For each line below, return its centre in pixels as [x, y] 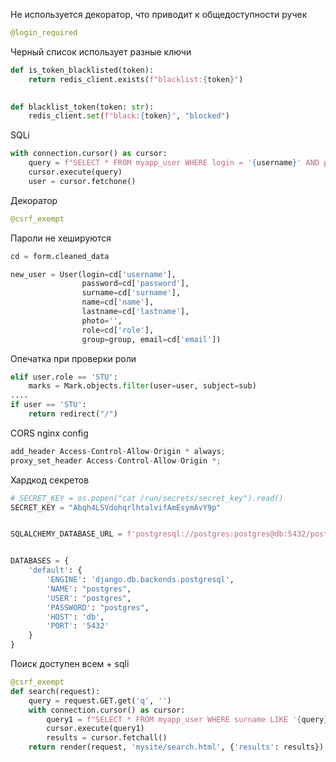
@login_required [44, 33]
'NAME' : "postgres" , [89, 589]
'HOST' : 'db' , [75, 617]
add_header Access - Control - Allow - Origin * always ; [118, 451]
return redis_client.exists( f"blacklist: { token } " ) [136, 79]
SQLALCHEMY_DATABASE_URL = [66, 534]
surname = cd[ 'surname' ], [131, 293]
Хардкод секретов [50, 480]
